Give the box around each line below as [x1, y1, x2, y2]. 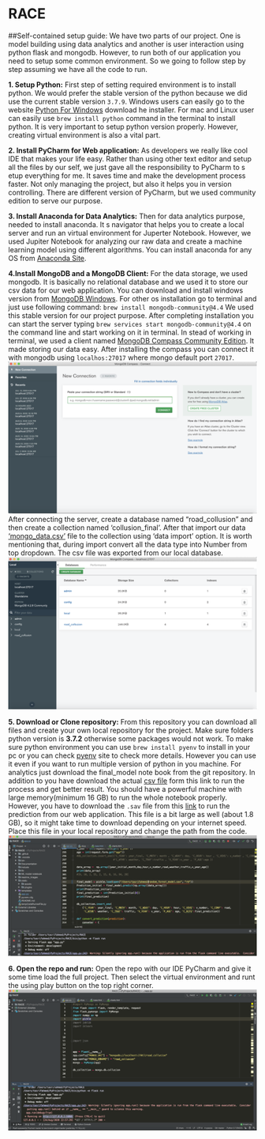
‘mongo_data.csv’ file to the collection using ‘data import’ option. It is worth [8, 532, 252, 541]
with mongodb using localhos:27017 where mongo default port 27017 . [8, 353, 235, 362]
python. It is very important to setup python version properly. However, [8, 122, 239, 131]
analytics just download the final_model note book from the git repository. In [8, 767, 256, 777]
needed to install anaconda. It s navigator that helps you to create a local [8, 219, 244, 229]
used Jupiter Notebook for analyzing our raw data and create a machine [8, 237, 243, 246]
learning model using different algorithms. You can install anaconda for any [8, 244, 252, 254]
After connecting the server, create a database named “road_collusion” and [8, 515, 253, 524]
